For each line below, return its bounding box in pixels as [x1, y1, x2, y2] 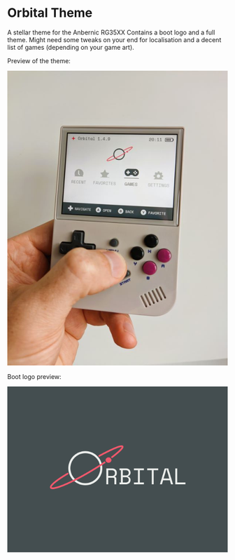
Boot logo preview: [7, 372, 62, 380]
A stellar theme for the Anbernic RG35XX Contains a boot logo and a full [7, 28, 215, 36]
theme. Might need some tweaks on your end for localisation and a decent [7, 35, 222, 44]
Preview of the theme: [7, 56, 71, 65]
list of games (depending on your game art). [7, 43, 134, 51]
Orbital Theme [7, 5, 93, 21]
